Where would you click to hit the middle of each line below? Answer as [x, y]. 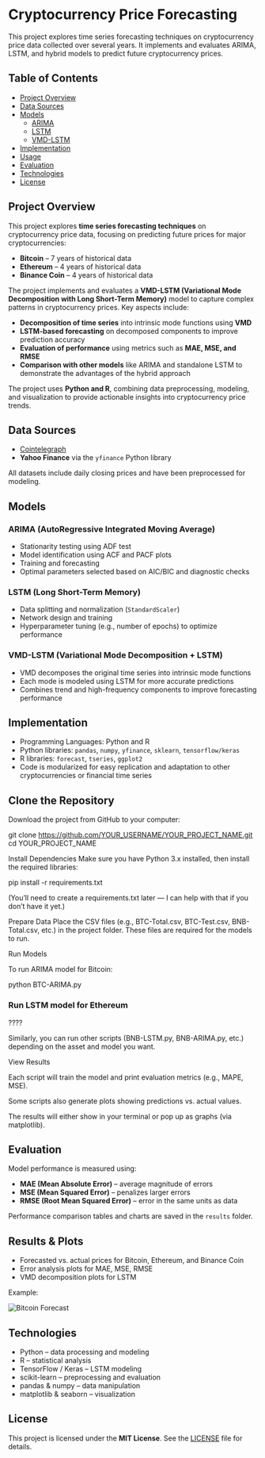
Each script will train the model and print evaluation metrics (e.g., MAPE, [126, 1077]
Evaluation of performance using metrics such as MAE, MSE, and [128, 347]
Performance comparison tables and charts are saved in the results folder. [131, 1216]
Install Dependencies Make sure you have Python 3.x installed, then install [129, 859]
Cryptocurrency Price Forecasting [123, 15]
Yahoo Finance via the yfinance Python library [95, 458]
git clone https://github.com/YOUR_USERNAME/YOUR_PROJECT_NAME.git [131, 835]
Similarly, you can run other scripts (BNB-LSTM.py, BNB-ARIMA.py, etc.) [126, 1038]
